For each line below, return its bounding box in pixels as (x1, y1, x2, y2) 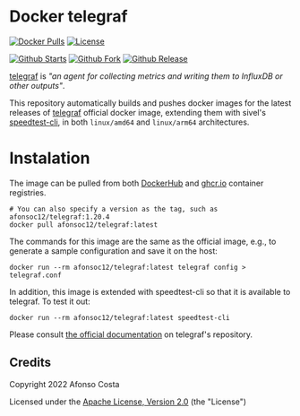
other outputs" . (9, 80, 65, 91)
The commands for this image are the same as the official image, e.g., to (9, 236, 277, 247)
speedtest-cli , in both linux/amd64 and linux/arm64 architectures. (9, 117, 250, 127)
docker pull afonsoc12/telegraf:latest (9, 220, 159, 230)
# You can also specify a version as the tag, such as (9, 204, 219, 213)
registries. (9, 186, 47, 198)
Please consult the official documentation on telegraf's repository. (9, 329, 253, 340)
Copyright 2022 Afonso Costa (9, 378, 120, 389)
